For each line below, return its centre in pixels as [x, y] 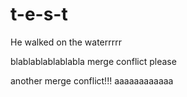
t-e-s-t [39, 14]
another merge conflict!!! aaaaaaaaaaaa [92, 80]
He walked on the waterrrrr [66, 42]
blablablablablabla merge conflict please [93, 61]
